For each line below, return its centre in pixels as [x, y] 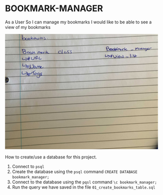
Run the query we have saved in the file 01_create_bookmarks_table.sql [84, 187]
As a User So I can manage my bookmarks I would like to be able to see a [78, 22]
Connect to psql [28, 166]
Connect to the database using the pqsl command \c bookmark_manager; [84, 182]
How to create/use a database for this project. [51, 157]
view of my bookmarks [28, 27]
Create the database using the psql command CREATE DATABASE [75, 172]
